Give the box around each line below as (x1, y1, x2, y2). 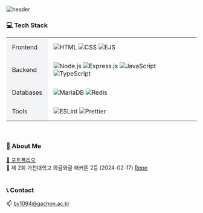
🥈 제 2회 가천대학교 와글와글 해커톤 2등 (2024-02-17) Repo (6, 164, 148, 171)
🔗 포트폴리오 (6, 156, 36, 164)
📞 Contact (6, 186, 34, 194)
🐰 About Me (6, 142, 42, 150)
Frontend (11, 43, 38, 51)
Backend (11, 66, 37, 74)
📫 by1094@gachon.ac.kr (6, 200, 70, 207)
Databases (11, 88, 42, 97)
